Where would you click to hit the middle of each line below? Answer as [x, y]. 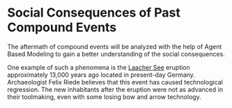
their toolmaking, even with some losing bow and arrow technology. [105, 97]
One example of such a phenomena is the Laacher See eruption [99, 67]
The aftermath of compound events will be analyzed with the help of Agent [115, 46]
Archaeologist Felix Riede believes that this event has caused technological [115, 82]
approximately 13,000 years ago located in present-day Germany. [101, 75]
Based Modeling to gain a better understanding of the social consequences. [116, 54]
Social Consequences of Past [94, 13]
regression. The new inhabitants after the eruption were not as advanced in [115, 89]
